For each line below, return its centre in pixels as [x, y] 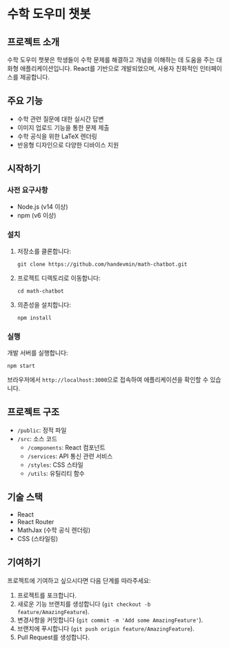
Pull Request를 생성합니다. [53, 637]
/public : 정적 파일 [42, 430]
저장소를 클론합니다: [44, 251]
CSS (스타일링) [38, 538]
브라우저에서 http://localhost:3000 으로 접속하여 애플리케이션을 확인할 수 [108, 380]
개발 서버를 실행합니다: [38, 353]
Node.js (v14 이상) [42, 206]
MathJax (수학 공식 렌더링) [54, 530]
